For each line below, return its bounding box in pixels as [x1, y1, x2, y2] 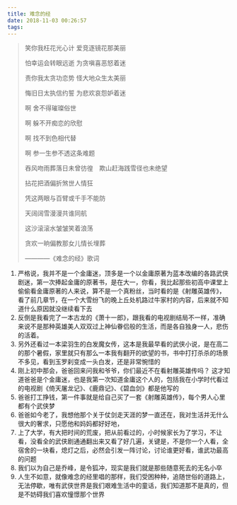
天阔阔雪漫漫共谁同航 [24, 209, 87, 218]
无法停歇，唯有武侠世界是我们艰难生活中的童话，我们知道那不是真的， [17, 482, 223, 490]
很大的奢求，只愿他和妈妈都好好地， [17, 419, 124, 428]
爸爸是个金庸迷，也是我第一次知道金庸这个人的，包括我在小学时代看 [23, 376, 223, 384]
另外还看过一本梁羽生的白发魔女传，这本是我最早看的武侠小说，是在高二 [17, 340, 229, 349]
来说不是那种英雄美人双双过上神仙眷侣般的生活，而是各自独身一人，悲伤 [17, 323, 229, 331]
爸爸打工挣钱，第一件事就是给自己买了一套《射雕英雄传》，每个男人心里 [17, 393, 226, 402]
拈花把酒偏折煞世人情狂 [24, 179, 93, 187]
